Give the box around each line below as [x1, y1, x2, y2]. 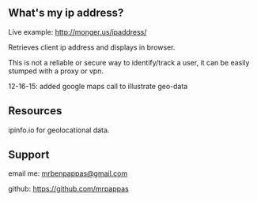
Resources [8, 104, 62, 117]
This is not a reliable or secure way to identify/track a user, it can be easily [8, 58, 250, 67]
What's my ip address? [8, 6, 124, 20]
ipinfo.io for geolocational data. [8, 125, 110, 135]
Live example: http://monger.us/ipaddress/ [8, 27, 147, 36]
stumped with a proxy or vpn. [8, 66, 104, 76]
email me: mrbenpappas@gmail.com [8, 169, 128, 178]
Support [8, 148, 50, 162]
